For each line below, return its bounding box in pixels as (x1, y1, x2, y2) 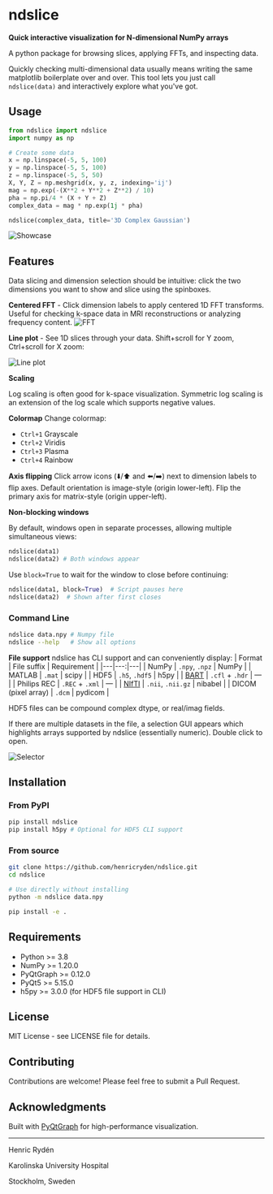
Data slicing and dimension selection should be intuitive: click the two (8, 276, 241, 286)
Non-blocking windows (8, 508, 89, 517)
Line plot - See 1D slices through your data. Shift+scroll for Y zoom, (8, 333, 235, 343)
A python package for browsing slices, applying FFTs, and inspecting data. (8, 48, 258, 58)
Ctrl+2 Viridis (19, 438, 66, 448)
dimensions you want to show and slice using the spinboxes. (8, 284, 211, 294)
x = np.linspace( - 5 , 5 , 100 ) (8, 156, 107, 164)
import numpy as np (8, 134, 75, 142)
